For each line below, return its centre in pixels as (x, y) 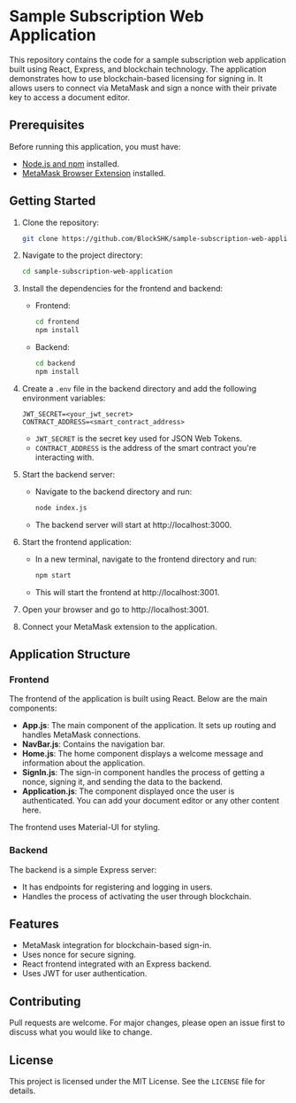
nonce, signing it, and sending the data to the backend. (122, 782)
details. (23, 1091)
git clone (40, 238)
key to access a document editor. (70, 97)
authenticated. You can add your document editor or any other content (151, 801)
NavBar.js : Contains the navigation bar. (93, 744)
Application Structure (70, 654)
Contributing (45, 1002)
